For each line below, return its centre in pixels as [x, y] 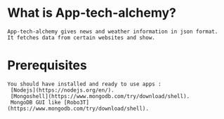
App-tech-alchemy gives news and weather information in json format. [113, 31]
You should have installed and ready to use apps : [84, 84]
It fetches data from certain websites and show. [81, 37]
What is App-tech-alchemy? [92, 13]
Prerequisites [47, 65]
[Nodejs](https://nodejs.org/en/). [62, 90]
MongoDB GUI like [35, 102]
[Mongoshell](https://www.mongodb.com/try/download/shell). [100, 96]
